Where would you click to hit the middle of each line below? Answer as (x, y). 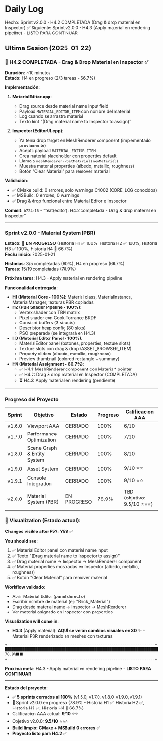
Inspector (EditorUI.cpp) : (38, 131)
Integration (39, 484)
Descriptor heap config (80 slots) (53, 328)
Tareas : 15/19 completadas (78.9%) (41, 269)
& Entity (36, 454)
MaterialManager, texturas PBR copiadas (53, 302)
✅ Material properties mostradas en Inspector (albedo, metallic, (75, 566)
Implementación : (23, 87)
